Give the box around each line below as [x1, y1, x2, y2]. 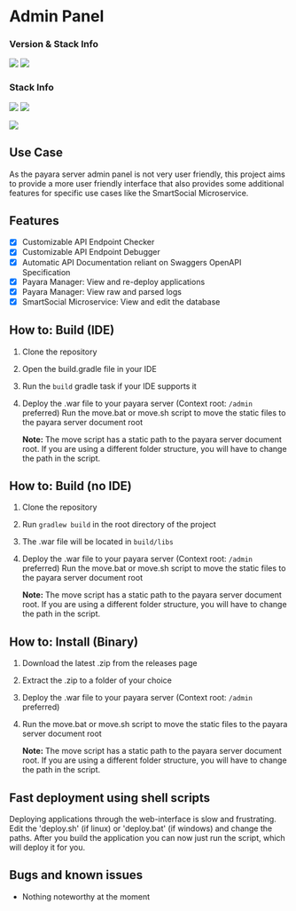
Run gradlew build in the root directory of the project [21, 519, 217, 530]
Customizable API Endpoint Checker [21, 237, 155, 248]
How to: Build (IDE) [9, 322, 115, 338]
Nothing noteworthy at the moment [21, 891, 151, 902]
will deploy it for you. [9, 842, 86, 853]
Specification [21, 266, 71, 277]
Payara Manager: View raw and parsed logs [21, 286, 182, 297]
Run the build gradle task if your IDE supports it [21, 380, 197, 392]
